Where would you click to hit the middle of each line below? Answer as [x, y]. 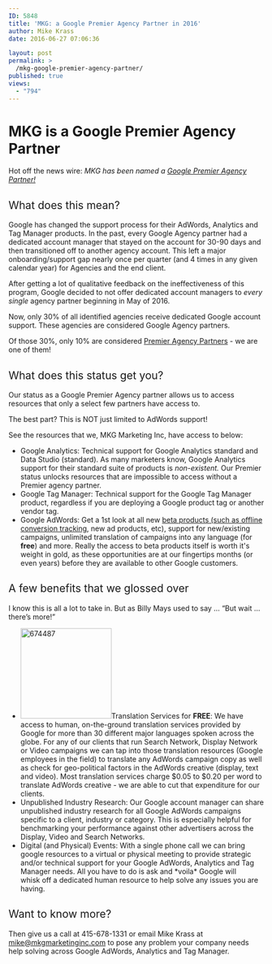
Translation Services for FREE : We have [177, 715]
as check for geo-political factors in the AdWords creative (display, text [139, 767]
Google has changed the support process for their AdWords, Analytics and [133, 225]
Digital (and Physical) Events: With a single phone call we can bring [133, 845]
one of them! [30, 350]
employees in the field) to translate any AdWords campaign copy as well [141, 759]
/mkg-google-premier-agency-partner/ [80, 69]
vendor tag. [39, 511]
